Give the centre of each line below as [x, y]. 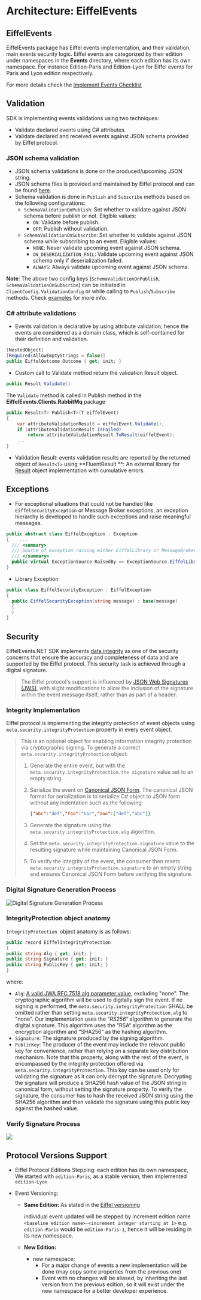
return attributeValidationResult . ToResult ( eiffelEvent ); [101, 435]
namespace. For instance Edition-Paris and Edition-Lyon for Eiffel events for [100, 67]
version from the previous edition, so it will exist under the [113, 1284]
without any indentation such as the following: [86, 803]
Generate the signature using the [70, 825]
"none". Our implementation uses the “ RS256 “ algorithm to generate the [103, 1019]
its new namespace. [48, 1236]
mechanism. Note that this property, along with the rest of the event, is [102, 1057]
